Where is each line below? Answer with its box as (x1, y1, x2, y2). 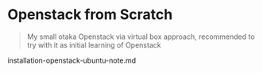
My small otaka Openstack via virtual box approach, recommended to (26, 32, 255, 41)
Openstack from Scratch (7, 6, 173, 24)
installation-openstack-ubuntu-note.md (7, 56, 137, 65)
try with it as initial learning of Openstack (26, 40, 161, 49)
